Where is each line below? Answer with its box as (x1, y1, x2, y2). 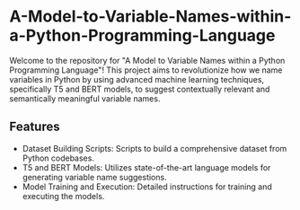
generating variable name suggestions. (22, 171, 168, 182)
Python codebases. (22, 153, 94, 163)
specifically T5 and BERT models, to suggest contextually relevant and (9, 83, 270, 94)
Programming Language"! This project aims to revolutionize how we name (9, 65, 283, 75)
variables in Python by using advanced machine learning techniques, (9, 74, 265, 84)
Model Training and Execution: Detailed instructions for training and (22, 181, 272, 192)
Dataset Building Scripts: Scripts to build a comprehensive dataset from (22, 143, 287, 153)
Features (9, 119, 60, 135)
